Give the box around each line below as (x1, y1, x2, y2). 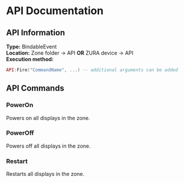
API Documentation (6, 4, 104, 18)
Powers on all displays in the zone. (6, 114, 90, 121)
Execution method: (6, 56, 54, 62)
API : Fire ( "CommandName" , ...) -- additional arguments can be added (6, 67, 178, 73)
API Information (6, 28, 65, 38)
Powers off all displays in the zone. (6, 142, 91, 149)
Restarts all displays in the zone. (6, 171, 84, 178)
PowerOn (6, 101, 34, 109)
